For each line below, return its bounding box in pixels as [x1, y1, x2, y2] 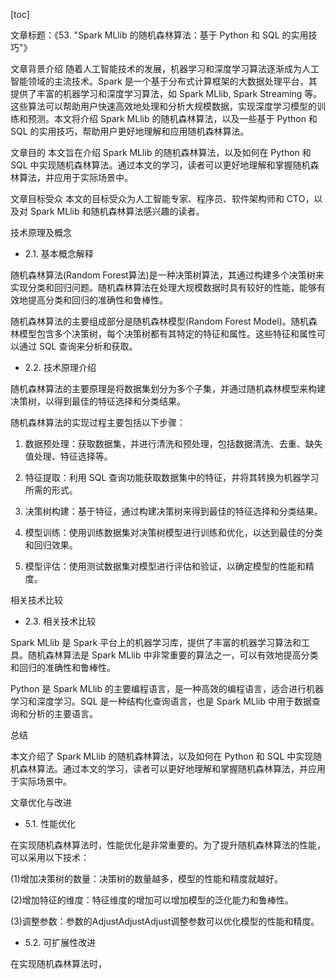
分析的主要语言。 [27, 708, 98, 719]
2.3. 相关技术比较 [24, 615, 97, 627]
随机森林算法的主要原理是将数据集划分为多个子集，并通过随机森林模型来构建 [10, 383, 326, 394]
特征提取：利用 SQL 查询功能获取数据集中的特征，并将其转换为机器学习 [24, 472, 320, 483]
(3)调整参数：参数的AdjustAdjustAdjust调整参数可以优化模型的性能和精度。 [10, 915, 320, 927]
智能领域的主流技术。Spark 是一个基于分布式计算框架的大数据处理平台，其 [10, 75, 318, 87]
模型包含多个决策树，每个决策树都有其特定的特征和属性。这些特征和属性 [18, 328, 317, 339]
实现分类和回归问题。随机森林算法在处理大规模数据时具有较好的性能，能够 [10, 282, 317, 293]
